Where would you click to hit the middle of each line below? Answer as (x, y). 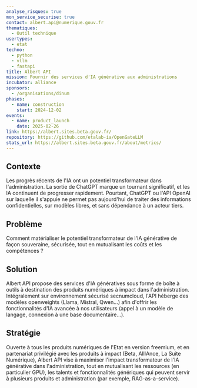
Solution (22, 269)
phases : (16, 99)
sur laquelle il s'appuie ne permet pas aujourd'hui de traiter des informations (98, 199)
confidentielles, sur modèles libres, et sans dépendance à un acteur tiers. (95, 206)
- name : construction (38, 104)
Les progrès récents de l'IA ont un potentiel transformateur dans (84, 180)
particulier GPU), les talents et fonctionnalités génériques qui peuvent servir (98, 372)
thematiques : (22, 28)
